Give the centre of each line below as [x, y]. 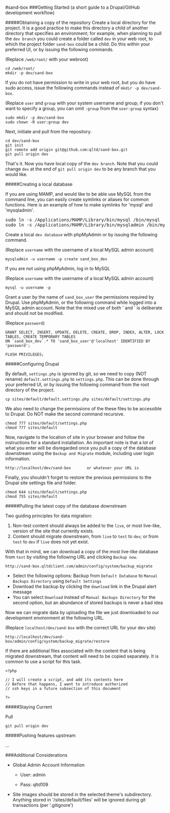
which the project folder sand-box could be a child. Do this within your [78, 44]
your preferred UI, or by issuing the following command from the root [77, 384]
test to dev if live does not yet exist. [51, 542]
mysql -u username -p [28, 288]
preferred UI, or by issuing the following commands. [59, 49]
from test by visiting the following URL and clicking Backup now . [71, 557]
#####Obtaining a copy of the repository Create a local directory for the [80, 23]
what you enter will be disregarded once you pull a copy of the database [81, 448]
